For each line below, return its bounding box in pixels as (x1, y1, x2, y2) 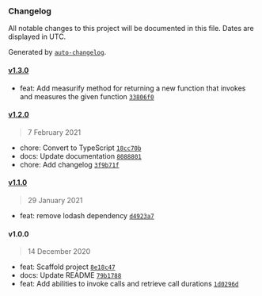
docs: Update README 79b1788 (19, 271, 122, 280)
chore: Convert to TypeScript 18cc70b (19, 143, 142, 152)
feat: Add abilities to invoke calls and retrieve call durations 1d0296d (19, 279, 239, 289)
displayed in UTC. (8, 32, 66, 41)
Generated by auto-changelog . (8, 48, 107, 57)
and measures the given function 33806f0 (19, 91, 154, 101)
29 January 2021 (27, 195, 83, 205)
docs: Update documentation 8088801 (19, 151, 142, 160)
